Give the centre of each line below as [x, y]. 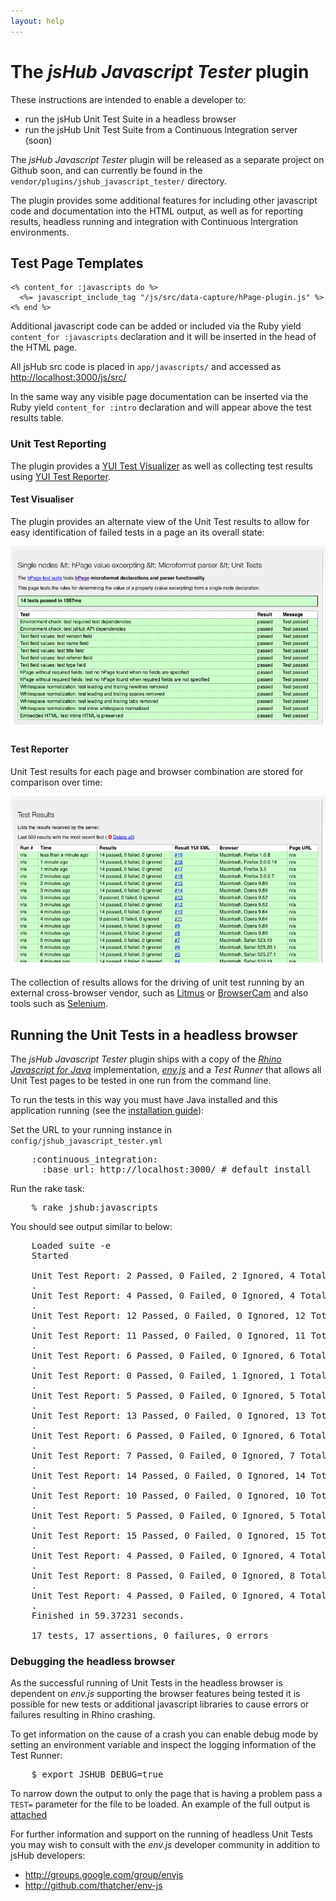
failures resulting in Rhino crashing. [83, 1715]
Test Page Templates [77, 263]
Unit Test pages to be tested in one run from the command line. [141, 1080]
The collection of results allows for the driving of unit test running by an [157, 982]
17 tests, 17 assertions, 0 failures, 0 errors [150, 1635]
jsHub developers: [48, 1856]
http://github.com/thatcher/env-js [93, 1886]
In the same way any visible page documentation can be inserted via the [159, 397]
